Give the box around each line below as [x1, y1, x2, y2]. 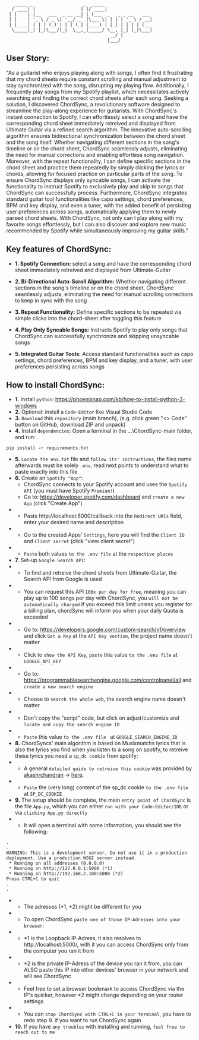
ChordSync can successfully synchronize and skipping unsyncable [14, 332, 179, 339]
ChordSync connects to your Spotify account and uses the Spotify [23, 481, 188, 488]
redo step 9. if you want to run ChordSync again [23, 1017, 141, 1024]
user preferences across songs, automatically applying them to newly [6, 208, 176, 215]
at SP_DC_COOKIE [23, 790, 62, 798]
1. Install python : [14, 396, 55, 403]
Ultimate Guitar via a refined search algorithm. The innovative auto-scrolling [6, 126, 192, 133]
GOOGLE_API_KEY [23, 658, 61, 665]
